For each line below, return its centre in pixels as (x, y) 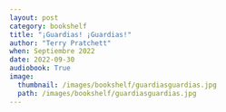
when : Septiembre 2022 (52, 51)
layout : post (34, 18)
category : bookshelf (49, 26)
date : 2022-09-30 (42, 60)
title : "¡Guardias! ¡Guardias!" (70, 34)
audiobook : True (40, 69)
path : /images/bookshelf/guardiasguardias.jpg (107, 93)
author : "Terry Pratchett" (60, 43)
